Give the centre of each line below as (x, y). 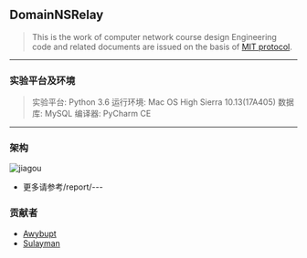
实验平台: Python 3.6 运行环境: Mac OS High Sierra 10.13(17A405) (154, 102)
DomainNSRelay (57, 15)
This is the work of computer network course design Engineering (154, 36)
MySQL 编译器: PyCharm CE (98, 114)
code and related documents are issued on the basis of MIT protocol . (162, 46)
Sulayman (42, 243)
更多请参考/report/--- (63, 187)
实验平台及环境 (42, 80)
